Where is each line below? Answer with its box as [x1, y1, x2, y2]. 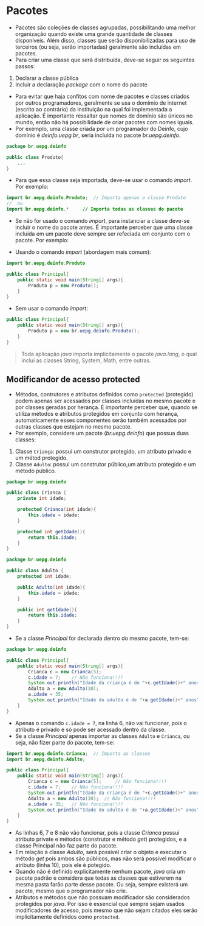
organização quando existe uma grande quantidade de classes [15, 30, 173, 37]
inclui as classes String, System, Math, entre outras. [21, 357, 151, 364]
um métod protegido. [15, 454, 68, 461]
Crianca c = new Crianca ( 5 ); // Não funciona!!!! [28, 779, 167, 785]
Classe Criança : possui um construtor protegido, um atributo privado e [15, 447, 192, 455]
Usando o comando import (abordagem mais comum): [15, 248, 151, 256]
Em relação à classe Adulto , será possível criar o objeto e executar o [15, 849, 187, 856]
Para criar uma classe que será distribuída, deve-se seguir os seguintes [15, 56, 195, 63]
